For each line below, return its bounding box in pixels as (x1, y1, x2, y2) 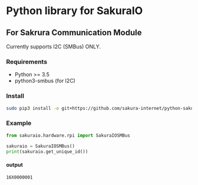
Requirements (6, 58, 48, 66)
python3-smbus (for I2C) (14, 78, 75, 85)
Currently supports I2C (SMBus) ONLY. (6, 43, 101, 50)
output (6, 161, 24, 168)
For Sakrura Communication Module (6, 28, 142, 38)
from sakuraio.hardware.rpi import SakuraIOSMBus (6, 132, 131, 139)
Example (6, 119, 32, 127)
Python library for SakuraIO (6, 4, 143, 18)
